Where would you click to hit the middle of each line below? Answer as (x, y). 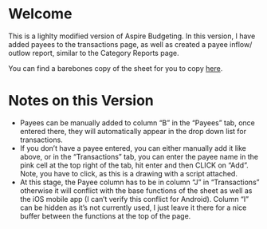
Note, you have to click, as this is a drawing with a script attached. (128, 173)
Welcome (40, 14)
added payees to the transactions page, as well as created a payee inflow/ (130, 44)
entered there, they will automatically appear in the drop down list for (133, 131)
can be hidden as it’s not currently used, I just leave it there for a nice (133, 207)
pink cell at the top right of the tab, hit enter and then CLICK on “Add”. (134, 165)
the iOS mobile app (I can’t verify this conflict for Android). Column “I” (134, 199)
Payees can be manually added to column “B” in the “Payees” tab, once (137, 122)
